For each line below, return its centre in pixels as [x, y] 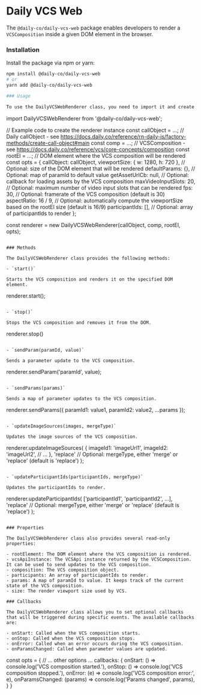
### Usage [19, 96]
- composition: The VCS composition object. [63, 570]
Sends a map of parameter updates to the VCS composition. [82, 399]
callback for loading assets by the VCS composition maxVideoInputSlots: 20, [101, 181]
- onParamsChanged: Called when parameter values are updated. [87, 649]
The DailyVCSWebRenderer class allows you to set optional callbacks [95, 612]
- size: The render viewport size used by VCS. [67, 591]
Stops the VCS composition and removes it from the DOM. [79, 323]
